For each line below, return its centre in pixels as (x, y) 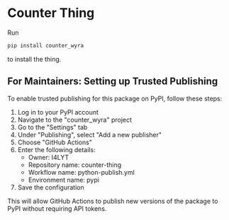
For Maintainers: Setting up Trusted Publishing (113, 82)
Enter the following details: (56, 149)
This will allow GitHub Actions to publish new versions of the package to (113, 201)
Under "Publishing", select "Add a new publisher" (89, 134)
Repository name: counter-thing (75, 165)
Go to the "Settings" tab (52, 127)
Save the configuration (51, 187)
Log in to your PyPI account (58, 112)
